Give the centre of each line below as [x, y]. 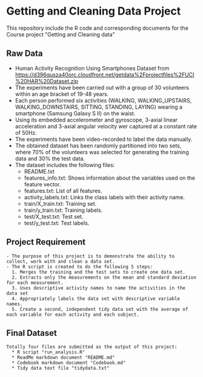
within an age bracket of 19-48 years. [62, 94]
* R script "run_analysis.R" [48, 352]
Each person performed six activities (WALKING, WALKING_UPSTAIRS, [103, 100]
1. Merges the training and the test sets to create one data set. [99, 272]
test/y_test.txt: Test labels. [57, 223]
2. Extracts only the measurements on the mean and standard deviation [104, 277]
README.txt [39, 171]
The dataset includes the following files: [65, 165]
